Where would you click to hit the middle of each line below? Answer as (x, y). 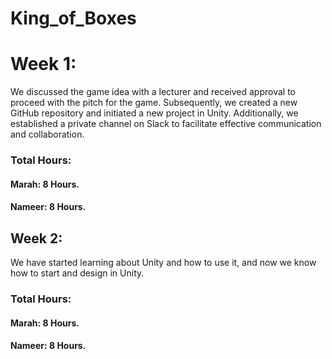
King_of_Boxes (73, 18)
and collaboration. (47, 134)
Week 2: (36, 238)
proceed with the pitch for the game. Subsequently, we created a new (154, 103)
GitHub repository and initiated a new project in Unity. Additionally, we (154, 113)
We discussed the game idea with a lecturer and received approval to (153, 92)
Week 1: (43, 64)
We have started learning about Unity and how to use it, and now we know (163, 263)
